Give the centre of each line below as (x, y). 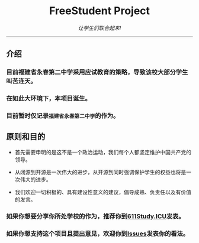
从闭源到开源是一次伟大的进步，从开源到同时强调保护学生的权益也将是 (100, 172)
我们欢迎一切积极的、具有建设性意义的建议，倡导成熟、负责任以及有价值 (103, 192)
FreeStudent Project (99, 11)
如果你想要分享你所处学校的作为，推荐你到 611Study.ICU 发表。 (95, 216)
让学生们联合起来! (99, 28)
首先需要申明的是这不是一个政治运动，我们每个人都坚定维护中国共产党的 (103, 152)
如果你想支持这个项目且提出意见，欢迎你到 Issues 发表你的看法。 (98, 234)
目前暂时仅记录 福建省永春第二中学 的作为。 (63, 116)
